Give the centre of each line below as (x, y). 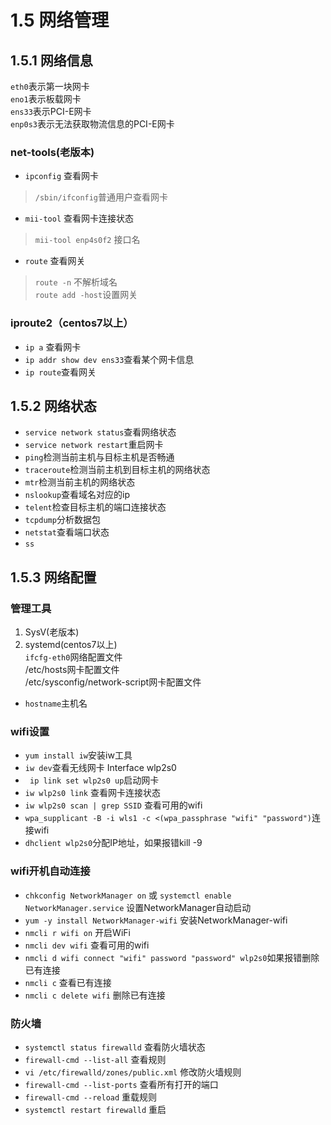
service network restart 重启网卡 (94, 445)
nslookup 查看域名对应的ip (77, 495)
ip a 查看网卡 (53, 347)
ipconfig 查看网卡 (62, 176)
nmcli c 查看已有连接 (68, 982)
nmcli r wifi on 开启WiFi (77, 932)
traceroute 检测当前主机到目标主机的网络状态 (117, 470)
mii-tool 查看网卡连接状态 (79, 218)
